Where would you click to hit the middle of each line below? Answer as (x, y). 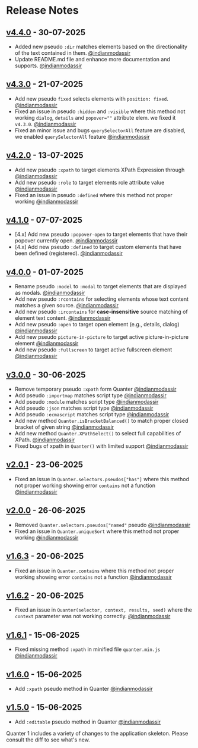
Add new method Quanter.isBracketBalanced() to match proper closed (101, 421)
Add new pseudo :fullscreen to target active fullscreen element (93, 350)
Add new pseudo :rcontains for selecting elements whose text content (101, 299)
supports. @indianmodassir (48, 66)
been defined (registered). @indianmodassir (69, 253)
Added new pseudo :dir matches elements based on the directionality (101, 46)
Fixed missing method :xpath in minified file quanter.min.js (87, 649)
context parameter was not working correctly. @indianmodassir (92, 616)
